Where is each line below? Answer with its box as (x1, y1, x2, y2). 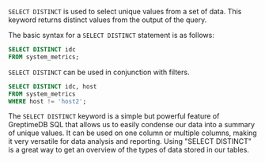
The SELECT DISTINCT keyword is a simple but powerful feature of (8, 111, 220, 121)
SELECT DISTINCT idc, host (8, 82, 97, 90)
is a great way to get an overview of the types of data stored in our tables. (8, 145, 249, 155)
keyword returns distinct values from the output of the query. (8, 15, 207, 24)
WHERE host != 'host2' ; (8, 97, 87, 105)
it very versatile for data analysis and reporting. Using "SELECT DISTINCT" (8, 137, 252, 146)
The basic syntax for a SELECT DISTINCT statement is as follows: (8, 31, 215, 40)
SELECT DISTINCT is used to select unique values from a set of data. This (8, 7, 242, 16)
